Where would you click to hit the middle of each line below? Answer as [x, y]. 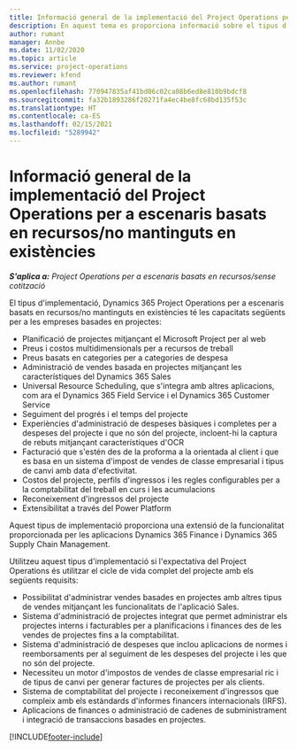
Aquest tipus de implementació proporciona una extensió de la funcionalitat [147, 525]
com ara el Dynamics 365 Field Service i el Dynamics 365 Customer [146, 395]
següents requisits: [44, 580]
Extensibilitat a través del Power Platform [96, 508]
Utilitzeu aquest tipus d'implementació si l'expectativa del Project [128, 561]
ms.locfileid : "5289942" [55, 133]
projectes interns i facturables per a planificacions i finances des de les [152, 625]
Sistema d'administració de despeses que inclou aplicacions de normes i [155, 644]
